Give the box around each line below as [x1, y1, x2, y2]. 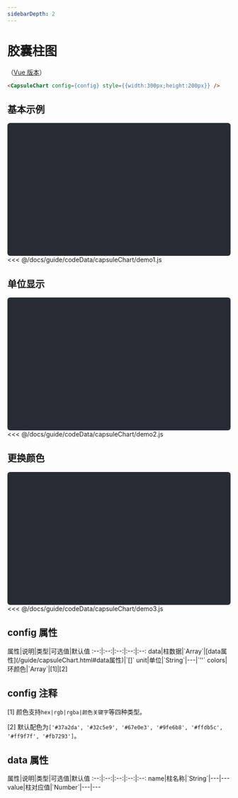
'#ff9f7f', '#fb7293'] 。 [7, 731, 81, 740]
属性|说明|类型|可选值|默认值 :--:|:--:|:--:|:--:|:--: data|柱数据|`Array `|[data [7, 646, 221, 656]
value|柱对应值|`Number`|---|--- [7, 783, 101, 792]
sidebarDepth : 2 [7, 10, 55, 18]
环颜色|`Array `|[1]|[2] [7, 664, 68, 673]
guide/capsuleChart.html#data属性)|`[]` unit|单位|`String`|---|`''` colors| [20, 656, 228, 664]
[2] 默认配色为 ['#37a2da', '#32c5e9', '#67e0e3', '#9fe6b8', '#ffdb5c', [7, 722, 223, 731]
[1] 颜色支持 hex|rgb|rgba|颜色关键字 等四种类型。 [7, 707, 147, 716]
